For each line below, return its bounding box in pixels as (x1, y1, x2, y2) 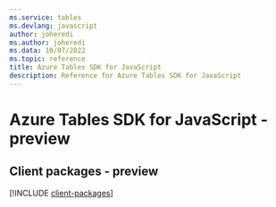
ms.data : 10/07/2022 (9, 46, 87, 55)
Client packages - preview (9, 164, 159, 179)
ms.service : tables (9, 12, 82, 22)
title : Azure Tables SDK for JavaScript (9, 63, 163, 72)
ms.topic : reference (9, 54, 87, 63)
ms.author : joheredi (9, 37, 87, 47)
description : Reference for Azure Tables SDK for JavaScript (9, 71, 242, 80)
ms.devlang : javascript (9, 21, 98, 30)
